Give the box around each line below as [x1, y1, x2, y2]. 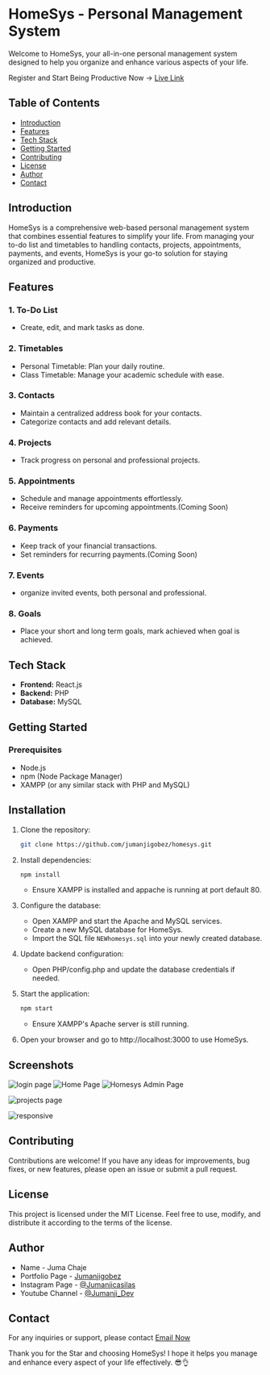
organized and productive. [8, 257, 96, 266]
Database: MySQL [19, 697, 82, 707]
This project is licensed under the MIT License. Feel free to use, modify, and [8, 1209, 261, 1218]
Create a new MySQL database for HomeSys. [31, 925, 183, 934]
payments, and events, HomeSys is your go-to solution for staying [8, 248, 228, 258]
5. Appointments [8, 475, 76, 487]
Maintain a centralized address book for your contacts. [19, 408, 202, 418]
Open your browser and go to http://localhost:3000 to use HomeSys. [19, 1034, 249, 1045]
